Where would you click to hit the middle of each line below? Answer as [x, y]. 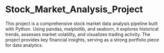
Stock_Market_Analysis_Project [74, 9]
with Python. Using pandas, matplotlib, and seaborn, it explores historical [82, 29]
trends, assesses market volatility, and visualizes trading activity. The [78, 34]
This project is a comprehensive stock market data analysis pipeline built [81, 23]
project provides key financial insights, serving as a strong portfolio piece [82, 40]
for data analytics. [24, 45]
